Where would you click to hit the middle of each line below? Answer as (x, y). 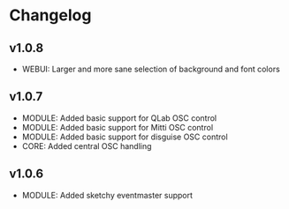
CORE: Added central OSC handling (87, 146)
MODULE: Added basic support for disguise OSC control (125, 137)
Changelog (50, 15)
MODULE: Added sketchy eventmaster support (107, 195)
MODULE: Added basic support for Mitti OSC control (118, 127)
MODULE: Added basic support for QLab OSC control (119, 118)
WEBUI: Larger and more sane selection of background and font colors (151, 69)
